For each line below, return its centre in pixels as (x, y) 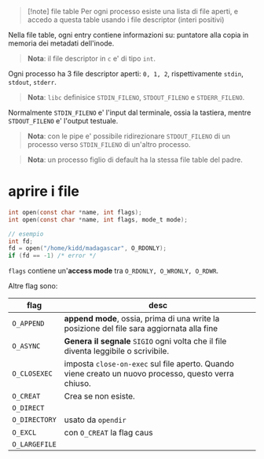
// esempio (26, 234)
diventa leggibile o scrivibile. (117, 351)
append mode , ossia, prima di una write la (142, 319)
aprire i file (44, 191)
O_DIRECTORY (35, 420)
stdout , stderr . (32, 82)
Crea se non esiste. (99, 396)
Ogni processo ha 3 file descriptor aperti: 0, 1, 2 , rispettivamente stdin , (126, 73)
